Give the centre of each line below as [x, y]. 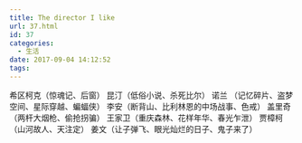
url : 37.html [34, 26]
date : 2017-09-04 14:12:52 [60, 60]
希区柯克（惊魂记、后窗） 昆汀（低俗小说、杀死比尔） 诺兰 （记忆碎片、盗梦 [151, 95]
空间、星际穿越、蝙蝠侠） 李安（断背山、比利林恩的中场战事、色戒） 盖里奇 [150, 106]
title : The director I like [62, 18]
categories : [32, 43]
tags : [19, 69]
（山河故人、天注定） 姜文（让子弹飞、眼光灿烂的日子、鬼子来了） [133, 129]
